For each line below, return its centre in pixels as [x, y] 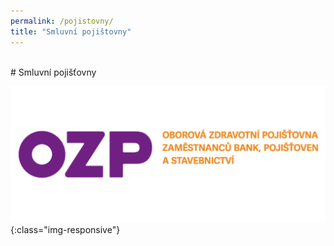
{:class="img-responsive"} [65, 229]
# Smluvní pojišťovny [53, 72]
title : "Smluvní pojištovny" [71, 31]
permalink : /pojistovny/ [62, 21]
